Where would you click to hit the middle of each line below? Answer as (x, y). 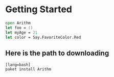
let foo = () (19, 28)
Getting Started (39, 9)
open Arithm (18, 23)
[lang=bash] (18, 65)
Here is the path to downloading (57, 53)
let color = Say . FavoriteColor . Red (43, 37)
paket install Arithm (28, 69)
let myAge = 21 (21, 32)
